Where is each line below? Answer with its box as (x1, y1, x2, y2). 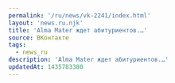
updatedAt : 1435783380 (8, 63, 84, 71)
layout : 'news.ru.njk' (8, 19, 84, 27)
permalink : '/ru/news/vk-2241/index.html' (8, 11, 151, 20)
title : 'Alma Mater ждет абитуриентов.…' (8, 26, 148, 34)
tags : (8, 41, 26, 49)
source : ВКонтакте (8, 33, 69, 42)
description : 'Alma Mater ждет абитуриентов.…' (8, 56, 169, 64)
